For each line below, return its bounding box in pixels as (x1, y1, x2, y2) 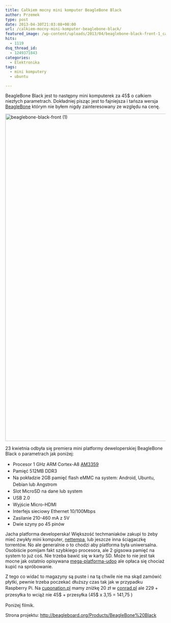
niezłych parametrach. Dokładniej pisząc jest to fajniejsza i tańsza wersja (5, 98, 158, 104)
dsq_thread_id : (5, 46, 38, 51)
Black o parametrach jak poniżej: (5, 451, 74, 457)
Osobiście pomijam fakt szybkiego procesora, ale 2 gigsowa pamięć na (5, 547, 155, 553)
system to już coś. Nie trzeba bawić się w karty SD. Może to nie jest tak (5, 552, 155, 559)
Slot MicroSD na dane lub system (12, 488, 83, 494)
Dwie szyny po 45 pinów (12, 521, 65, 527)
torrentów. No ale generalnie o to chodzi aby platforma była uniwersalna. (5, 542, 158, 548)
